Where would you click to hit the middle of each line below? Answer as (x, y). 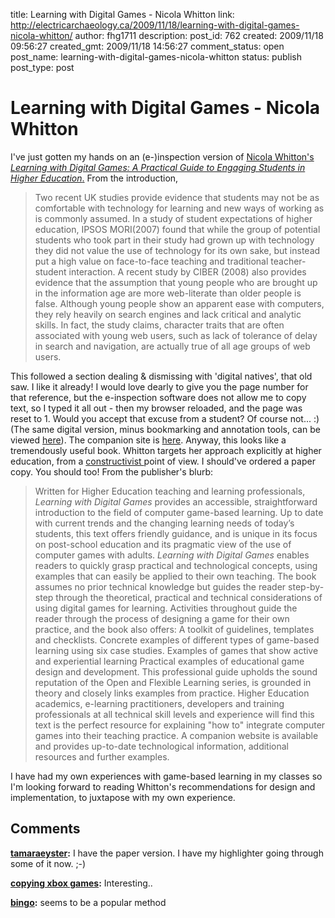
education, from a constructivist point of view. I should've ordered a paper (163, 461)
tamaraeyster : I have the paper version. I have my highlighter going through (167, 853)
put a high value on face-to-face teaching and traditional (151, 261)
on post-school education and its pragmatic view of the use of (163, 544)
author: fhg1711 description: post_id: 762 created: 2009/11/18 (199, 35)
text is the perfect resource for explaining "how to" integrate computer (180, 725)
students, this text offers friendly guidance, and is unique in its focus (176, 533)
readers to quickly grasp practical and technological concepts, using (176, 565)
